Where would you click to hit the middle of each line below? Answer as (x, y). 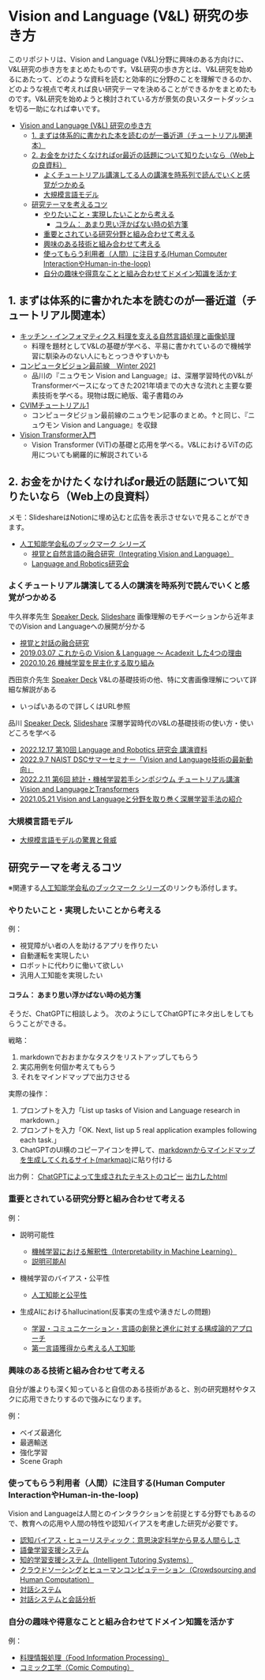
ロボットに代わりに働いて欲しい (71, 966)
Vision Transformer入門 (58, 434)
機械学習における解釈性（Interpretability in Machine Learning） (134, 1251)
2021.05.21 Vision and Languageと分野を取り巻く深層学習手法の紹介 (131, 799)
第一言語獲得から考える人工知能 (83, 1348)
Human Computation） (57, 1580)
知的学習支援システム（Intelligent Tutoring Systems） (106, 1560)
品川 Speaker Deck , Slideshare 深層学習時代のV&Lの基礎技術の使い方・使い (131, 722)
